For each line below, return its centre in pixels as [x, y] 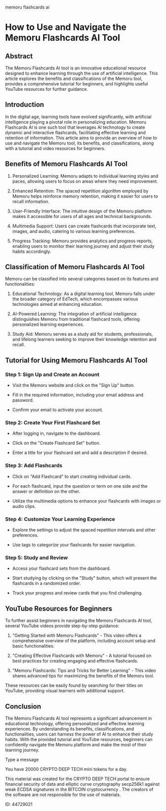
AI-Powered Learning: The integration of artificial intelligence [74, 314]
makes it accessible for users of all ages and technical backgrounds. [82, 216]
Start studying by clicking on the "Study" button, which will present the [84, 578]
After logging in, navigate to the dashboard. [57, 434]
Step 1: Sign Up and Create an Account [52, 374]
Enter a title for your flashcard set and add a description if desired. [80, 453]
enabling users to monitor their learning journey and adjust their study [83, 246]
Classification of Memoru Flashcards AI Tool [75, 267]
